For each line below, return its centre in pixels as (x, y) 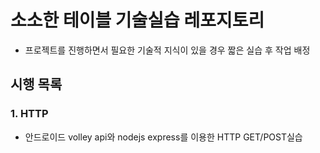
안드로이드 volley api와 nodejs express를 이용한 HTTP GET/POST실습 (163, 137)
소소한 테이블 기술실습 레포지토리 (137, 20)
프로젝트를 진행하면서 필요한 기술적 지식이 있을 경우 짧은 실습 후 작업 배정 (167, 50)
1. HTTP (29, 114)
